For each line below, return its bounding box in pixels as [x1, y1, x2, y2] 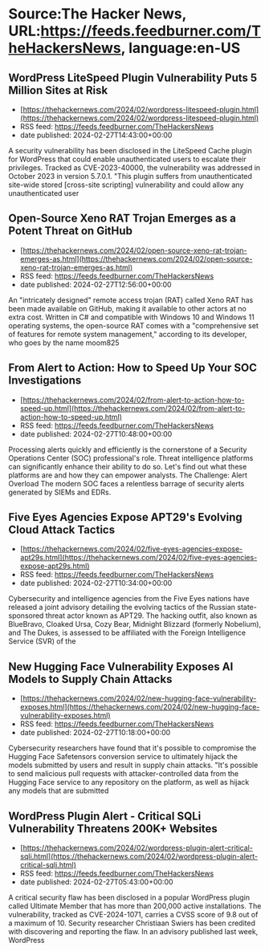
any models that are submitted [8, 786, 109, 795]
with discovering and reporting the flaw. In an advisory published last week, [8, 927, 259, 937]
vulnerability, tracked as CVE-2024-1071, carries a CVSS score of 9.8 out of [8, 910, 259, 920]
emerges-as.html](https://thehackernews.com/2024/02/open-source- [19, 254, 253, 263]
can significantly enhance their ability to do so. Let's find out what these [8, 461, 247, 471]
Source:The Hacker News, [8, 5, 187, 23]
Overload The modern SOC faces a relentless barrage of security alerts [8, 478, 245, 488]
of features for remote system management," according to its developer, [8, 329, 247, 339]
